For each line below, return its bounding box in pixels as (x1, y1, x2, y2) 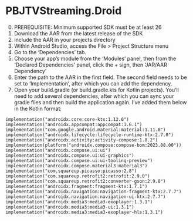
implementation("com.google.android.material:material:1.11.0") (5, 127, 166, 133)
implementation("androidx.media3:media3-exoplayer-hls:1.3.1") (5, 209, 164, 215)
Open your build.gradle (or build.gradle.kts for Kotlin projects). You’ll (13, 86, 180, 93)
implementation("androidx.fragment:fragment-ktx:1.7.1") (5, 183, 148, 189)
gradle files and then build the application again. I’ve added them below (13, 98, 187, 105)
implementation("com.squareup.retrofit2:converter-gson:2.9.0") (5, 178, 166, 184)
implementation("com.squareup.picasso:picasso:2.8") (5, 168, 137, 174)
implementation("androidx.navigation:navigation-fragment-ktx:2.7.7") (5, 189, 182, 194)
